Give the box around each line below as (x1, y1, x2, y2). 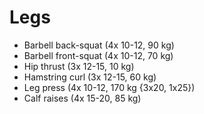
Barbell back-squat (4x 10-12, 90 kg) (23, 39, 175, 51)
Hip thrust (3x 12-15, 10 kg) (23, 60, 135, 72)
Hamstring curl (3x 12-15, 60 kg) (23, 71, 157, 83)
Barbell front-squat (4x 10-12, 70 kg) (23, 49, 174, 61)
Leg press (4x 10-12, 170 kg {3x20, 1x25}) (23, 81, 196, 93)
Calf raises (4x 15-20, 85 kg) (23, 92, 142, 104)
